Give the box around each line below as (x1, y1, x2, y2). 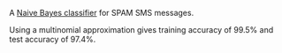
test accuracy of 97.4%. (9, 34, 96, 44)
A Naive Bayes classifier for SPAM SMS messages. (9, 8, 194, 18)
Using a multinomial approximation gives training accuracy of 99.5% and (9, 25, 274, 34)
